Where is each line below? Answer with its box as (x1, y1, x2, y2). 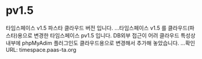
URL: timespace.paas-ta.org (5, 46, 77, 53)
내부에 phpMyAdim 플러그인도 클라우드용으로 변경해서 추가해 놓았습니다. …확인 (5, 39, 196, 46)
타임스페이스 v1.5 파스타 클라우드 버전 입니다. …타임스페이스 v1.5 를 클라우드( (5, 24, 190, 31)
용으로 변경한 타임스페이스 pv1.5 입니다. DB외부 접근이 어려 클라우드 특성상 (17, 31, 196, 39)
